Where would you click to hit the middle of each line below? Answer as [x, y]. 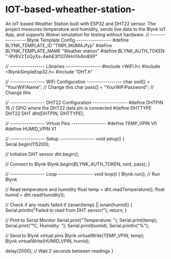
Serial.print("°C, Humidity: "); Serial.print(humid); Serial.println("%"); [77, 225]
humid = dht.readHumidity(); [35, 195]
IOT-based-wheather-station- [70, 9]
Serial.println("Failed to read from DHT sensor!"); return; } [66, 210]
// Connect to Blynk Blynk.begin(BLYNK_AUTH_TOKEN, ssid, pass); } [78, 164]
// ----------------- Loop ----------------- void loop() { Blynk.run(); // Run [83, 174]
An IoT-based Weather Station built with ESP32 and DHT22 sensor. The [81, 24]
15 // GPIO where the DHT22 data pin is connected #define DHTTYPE [79, 108]
